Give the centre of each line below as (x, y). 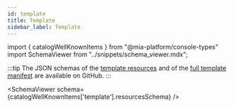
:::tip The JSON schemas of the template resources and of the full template (117, 68)
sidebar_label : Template (44, 27)
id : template (27, 14)
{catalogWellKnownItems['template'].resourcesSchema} (89, 97)
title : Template (31, 20)
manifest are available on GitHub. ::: (60, 76)
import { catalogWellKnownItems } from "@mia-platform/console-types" (113, 47)
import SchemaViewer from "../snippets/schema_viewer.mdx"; (97, 54)
